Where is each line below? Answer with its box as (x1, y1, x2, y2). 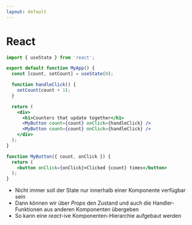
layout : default (6, 8, 47, 15)
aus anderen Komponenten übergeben (44, 206, 139, 213)
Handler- (152, 199, 175, 207)
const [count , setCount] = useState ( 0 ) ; (11, 71, 114, 77)
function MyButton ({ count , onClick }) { (6, 154, 111, 160)
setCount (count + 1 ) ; (17, 88, 71, 94)
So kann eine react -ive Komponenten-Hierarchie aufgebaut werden (14, 212, 181, 220)
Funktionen (14, 206, 43, 213)
